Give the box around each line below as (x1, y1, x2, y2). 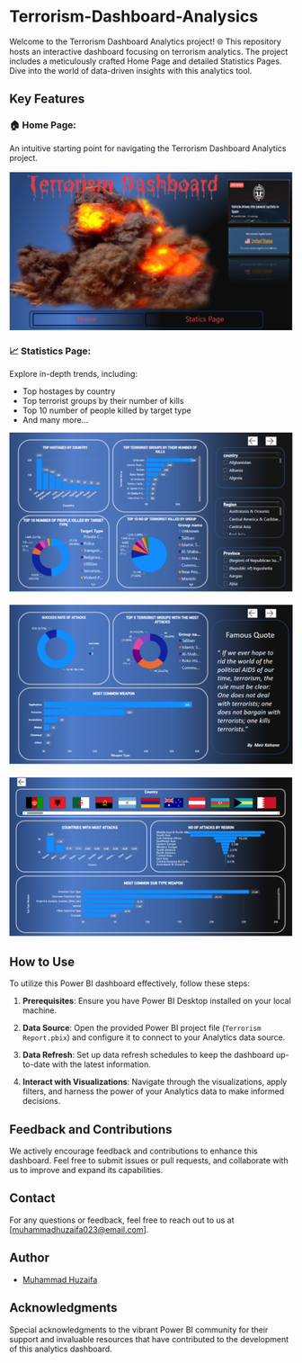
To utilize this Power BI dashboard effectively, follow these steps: (9, 978, 250, 989)
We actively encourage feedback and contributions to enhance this (9, 1145, 258, 1157)
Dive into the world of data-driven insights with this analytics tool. (9, 65, 253, 76)
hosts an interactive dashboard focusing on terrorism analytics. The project (9, 46, 289, 57)
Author (9, 1251, 49, 1266)
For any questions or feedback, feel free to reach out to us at (9, 1215, 235, 1225)
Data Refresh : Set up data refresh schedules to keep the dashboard (22, 1050, 274, 1061)
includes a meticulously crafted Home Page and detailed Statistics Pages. (9, 56, 282, 67)
